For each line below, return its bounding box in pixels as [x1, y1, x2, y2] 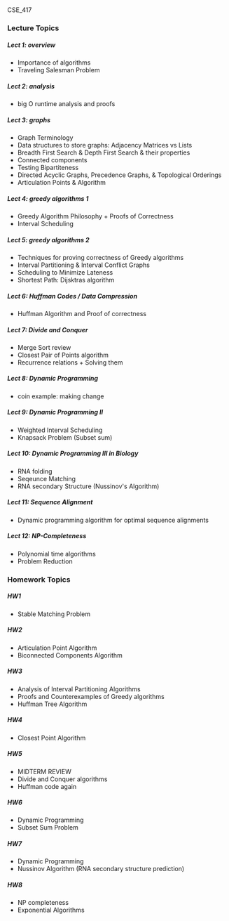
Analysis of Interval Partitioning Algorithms [17, 684, 141, 693]
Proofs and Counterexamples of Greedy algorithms [17, 692, 165, 700]
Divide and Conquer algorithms [17, 775, 108, 783]
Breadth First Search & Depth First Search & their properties [17, 148, 190, 157]
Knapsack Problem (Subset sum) [17, 433, 113, 441]
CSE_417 [7, 6, 32, 14]
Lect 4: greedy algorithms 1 [7, 194, 89, 202]
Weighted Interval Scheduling [17, 426, 103, 434]
